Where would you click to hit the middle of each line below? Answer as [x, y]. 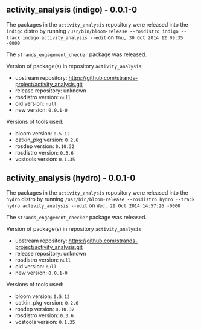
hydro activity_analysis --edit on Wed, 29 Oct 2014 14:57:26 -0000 [94, 205]
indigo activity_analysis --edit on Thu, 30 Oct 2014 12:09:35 [103, 37]
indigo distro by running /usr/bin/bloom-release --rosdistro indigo [93, 31]
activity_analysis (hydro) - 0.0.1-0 [71, 178]
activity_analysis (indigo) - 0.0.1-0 [72, 10]
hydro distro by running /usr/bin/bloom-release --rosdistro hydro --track [101, 199]
